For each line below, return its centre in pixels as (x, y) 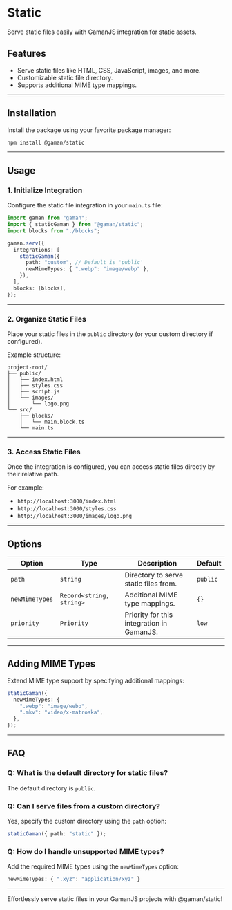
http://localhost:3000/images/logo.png (75, 517)
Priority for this (149, 615)
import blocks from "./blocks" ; (54, 231)
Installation (32, 113)
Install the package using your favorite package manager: (89, 130)
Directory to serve (154, 575)
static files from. (151, 584)
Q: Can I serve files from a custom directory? (84, 806)
